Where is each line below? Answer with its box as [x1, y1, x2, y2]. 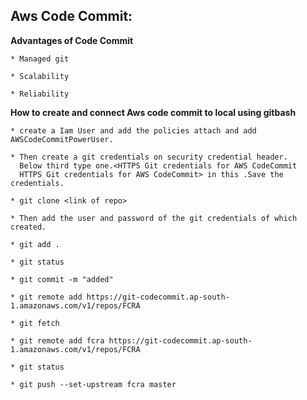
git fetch [19, 318, 60, 328]
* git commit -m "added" [10, 274, 114, 284]
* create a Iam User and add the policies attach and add [10, 125, 257, 136]
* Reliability [10, 89, 70, 99]
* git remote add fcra [10, 335, 105, 346]
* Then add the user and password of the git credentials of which [10, 213, 298, 223]
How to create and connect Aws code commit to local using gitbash [10, 106, 297, 118]
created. [10, 222, 47, 232]
